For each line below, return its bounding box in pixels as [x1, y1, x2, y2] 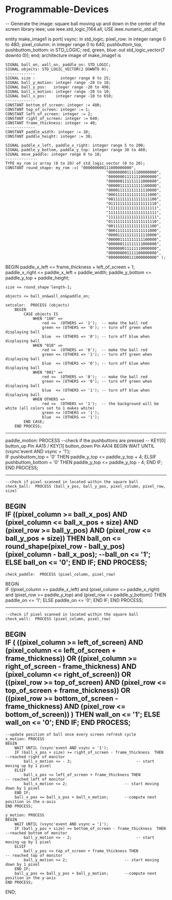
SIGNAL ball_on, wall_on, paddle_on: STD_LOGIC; [5, 62, 111, 67]
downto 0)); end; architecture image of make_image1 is [5, 52, 121, 58]
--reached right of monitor [5, 754, 66, 759]
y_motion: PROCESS [5, 812, 45, 818]
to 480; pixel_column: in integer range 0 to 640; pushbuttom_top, [5, 41, 143, 47]
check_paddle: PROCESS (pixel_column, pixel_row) [5, 572, 116, 577]
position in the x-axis [5, 799, 56, 804]
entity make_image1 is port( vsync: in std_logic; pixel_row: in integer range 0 [5, 36, 166, 42]
